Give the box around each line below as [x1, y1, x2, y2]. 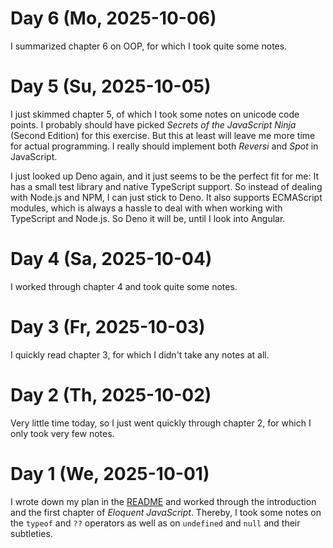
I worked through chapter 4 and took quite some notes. [10, 280, 238, 292]
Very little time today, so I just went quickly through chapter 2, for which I [10, 417, 312, 429]
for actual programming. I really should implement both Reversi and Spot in [10, 140, 319, 152]
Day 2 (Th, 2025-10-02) [10, 383, 212, 406]
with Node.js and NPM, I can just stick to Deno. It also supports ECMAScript [10, 191, 323, 203]
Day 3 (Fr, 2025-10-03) [10, 316, 206, 338]
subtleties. [10, 527, 53, 539]
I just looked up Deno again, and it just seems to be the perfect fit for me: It [10, 170, 320, 182]
